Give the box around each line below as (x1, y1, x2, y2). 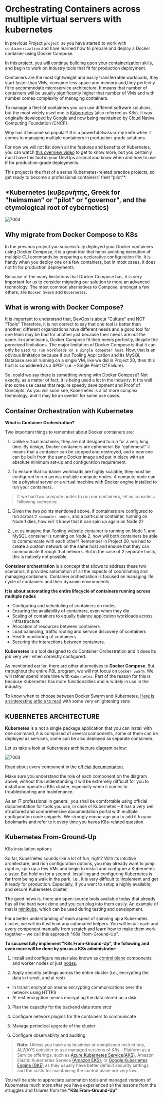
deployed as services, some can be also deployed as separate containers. (5, 736, 154, 741)
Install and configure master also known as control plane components (12, 955, 152, 961)
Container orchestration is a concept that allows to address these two (5, 563, 147, 569)
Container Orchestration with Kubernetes (5, 407, 134, 415)
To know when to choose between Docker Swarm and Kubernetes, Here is (5, 693, 155, 699)
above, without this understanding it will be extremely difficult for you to (5, 778, 149, 784)
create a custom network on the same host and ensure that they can (12, 543, 149, 549)
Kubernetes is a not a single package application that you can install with (5, 725, 152, 731)
